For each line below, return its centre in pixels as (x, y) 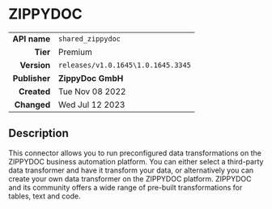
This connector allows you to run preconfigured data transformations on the (135, 153)
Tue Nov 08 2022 (92, 92)
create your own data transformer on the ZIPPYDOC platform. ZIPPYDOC (130, 178)
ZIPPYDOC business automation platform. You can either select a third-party (136, 161)
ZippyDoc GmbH (91, 78)
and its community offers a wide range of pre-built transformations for (125, 187)
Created (35, 92)
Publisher (32, 78)
